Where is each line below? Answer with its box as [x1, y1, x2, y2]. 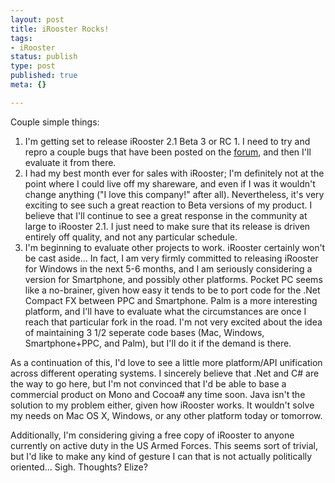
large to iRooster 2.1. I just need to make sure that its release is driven [24, 220, 311, 232]
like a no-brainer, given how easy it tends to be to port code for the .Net [24, 284, 321, 296]
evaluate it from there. [24, 156, 117, 168]
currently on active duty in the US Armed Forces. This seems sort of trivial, [10, 439, 318, 451]
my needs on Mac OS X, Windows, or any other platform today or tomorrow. [10, 409, 323, 421]
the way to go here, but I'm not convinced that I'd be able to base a [10, 377, 287, 390]
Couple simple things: [10, 116, 100, 128]
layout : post [10, 14, 65, 25]
